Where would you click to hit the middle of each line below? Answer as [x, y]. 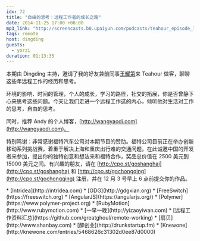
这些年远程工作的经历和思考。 [43, 81]
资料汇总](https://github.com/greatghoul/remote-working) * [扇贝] [92, 217]
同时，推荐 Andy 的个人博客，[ [44, 121]
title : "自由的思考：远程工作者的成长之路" [54, 17]
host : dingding [25, 39]
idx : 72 [16, 12]
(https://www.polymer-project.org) [49, 203]
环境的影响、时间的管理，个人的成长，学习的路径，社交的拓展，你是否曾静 [97, 93]
